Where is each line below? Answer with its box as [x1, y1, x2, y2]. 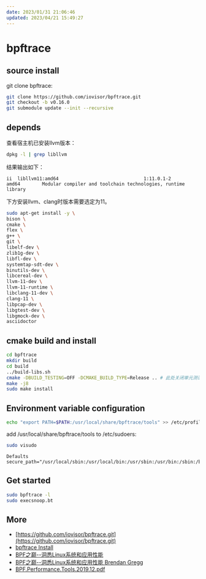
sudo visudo [6, 442, 37, 448]
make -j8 [6, 380, 29, 387]
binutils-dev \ [6, 267, 45, 273]
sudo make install [6, 386, 53, 392]
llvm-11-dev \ [6, 279, 43, 285]
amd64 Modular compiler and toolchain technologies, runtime [6, 181, 185, 187]
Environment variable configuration [6, 403, 145, 413]
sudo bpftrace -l [6, 492, 51, 498]
